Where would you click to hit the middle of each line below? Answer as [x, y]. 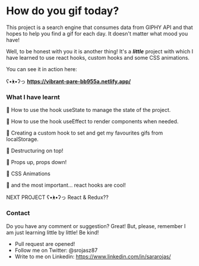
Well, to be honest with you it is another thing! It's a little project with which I [100, 51]
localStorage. [22, 139]
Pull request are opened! [45, 243]
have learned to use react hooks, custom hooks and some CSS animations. [98, 57]
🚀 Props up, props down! [37, 162]
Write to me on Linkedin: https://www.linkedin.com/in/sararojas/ [93, 257]
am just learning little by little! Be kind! [53, 232]
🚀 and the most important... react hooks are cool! [66, 185]
